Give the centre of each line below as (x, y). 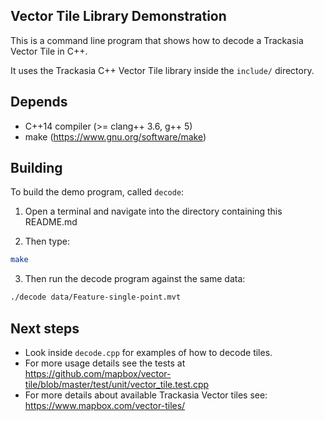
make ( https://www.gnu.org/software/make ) (115, 136)
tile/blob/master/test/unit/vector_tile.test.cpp (117, 384)
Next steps (45, 328)
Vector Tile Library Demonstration (118, 16)
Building (36, 168)
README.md (51, 222)
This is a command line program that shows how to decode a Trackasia (157, 40)
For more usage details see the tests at (105, 363)
